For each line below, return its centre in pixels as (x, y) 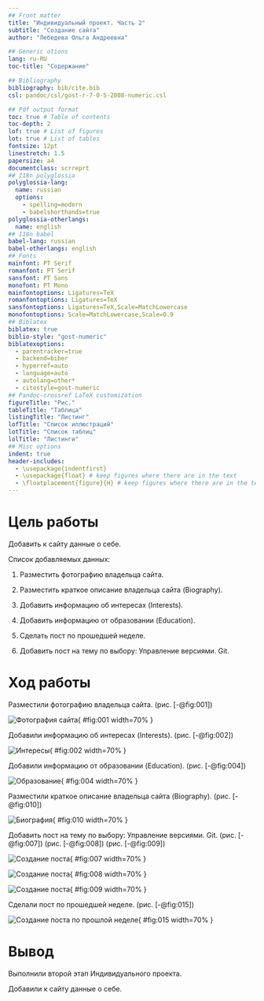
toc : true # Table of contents (59, 117)
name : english (38, 227)
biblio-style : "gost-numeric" (58, 337)
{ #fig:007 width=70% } (108, 858)
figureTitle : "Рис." (42, 403)
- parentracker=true (49, 352)
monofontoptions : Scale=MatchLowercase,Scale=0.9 (91, 315)
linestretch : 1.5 (37, 153)
